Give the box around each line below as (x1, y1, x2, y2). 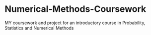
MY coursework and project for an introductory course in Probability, (4, 20, 146, 26)
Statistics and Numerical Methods (4, 25, 74, 31)
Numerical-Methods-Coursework (4, 3, 147, 15)
